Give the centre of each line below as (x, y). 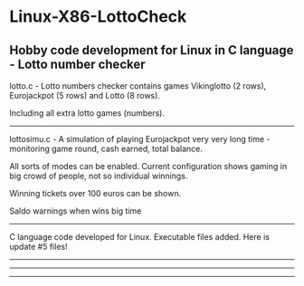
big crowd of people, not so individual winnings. (99, 176)
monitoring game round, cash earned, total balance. (106, 148)
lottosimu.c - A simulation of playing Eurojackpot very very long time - (140, 139)
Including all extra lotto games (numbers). (87, 113)
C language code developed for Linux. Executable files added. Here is (139, 237)
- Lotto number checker (78, 64)
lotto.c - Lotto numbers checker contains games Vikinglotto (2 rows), (138, 86)
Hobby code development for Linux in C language (152, 50)
